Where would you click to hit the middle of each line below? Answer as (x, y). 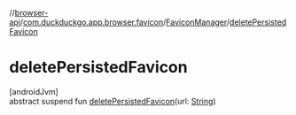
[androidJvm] (34, 91)
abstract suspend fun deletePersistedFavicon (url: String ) (113, 101)
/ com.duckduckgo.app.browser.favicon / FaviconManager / (125, 22)
